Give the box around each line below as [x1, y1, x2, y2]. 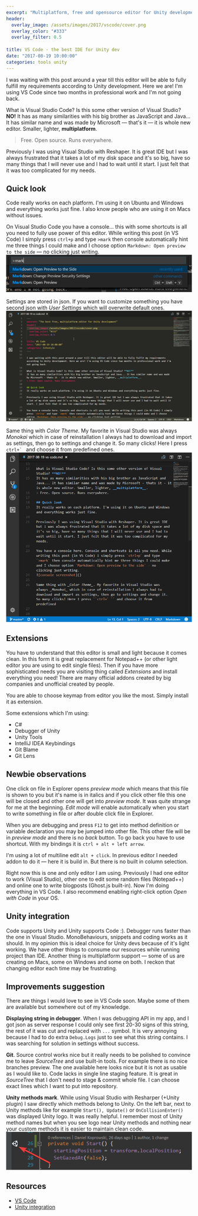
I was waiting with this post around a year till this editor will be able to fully [6, 76, 187, 83]
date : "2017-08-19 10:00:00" [6, 53, 78, 59]
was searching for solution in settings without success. [6, 1040, 140, 1047]
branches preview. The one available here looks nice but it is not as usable [6, 1064, 187, 1071]
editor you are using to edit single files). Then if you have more [6, 662, 159, 669]
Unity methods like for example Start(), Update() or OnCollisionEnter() [6, 1106, 184, 1113]
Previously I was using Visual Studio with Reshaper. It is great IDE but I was [6, 148, 189, 155]
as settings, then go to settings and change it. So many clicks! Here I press [6, 440, 187, 447]
